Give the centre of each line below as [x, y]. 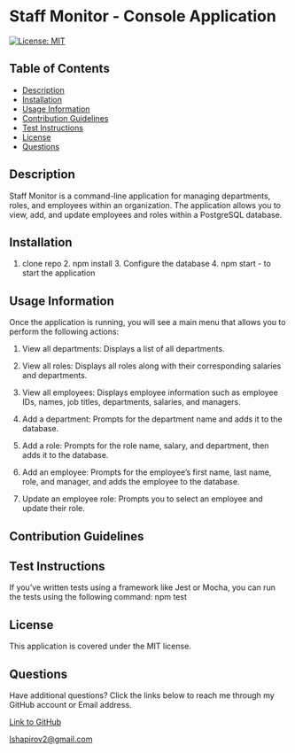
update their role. [54, 508]
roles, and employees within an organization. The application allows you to [145, 205]
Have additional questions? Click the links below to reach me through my [142, 695]
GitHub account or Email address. [70, 705]
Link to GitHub [35, 722]
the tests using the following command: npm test [98, 597]
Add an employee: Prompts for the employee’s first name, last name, [147, 472]
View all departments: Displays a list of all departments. [123, 349]
